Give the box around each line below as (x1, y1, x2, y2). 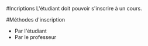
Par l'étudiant (14, 27, 47, 34)
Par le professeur (14, 34, 57, 40)
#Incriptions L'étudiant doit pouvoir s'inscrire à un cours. (6, 5, 142, 12)
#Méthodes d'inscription (6, 16, 66, 23)
